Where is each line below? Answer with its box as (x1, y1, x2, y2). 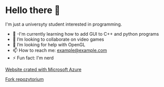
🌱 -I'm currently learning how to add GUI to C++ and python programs (12, 31, 159, 37)
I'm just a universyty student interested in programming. (5, 21, 122, 27)
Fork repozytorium (5, 76, 44, 82)
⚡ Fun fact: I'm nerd (12, 55, 54, 61)
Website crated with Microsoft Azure (5, 66, 82, 72)
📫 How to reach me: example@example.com (12, 47, 107, 53)
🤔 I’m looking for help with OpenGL (12, 41, 86, 47)
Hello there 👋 (5, 5, 61, 16)
